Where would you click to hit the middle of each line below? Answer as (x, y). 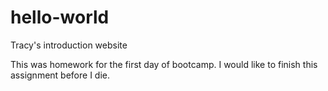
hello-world (60, 17)
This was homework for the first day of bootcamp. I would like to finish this (164, 64)
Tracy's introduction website (69, 45)
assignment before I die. (60, 75)
